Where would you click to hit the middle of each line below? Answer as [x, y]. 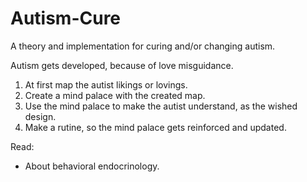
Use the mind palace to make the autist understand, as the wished [161, 106]
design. [40, 116]
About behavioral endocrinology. [92, 166]
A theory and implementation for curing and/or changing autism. [143, 46]
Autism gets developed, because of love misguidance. [122, 65]
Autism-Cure [66, 18]
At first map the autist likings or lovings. [106, 84]
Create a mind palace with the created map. [115, 95]
